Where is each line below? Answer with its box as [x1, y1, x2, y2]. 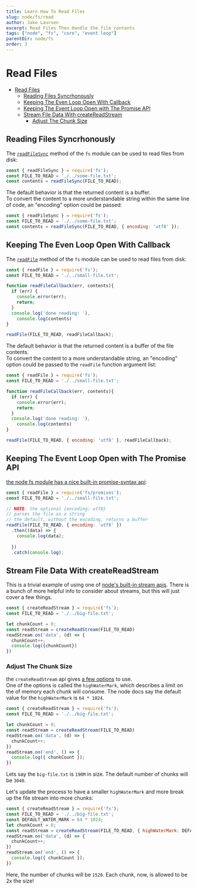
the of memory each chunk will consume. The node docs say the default [6, 688, 181, 695]
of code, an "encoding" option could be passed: [6, 201, 123, 208]
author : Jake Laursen [6, 19, 59, 25]
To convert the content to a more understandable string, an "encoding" [6, 355, 178, 362]
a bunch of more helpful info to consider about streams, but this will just [6, 588, 180, 595]
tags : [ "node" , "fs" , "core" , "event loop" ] [6, 31, 117, 36]
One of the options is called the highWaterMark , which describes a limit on [6, 682, 184, 689]
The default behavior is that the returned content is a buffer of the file [6, 342, 174, 349]
